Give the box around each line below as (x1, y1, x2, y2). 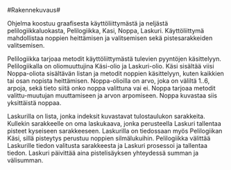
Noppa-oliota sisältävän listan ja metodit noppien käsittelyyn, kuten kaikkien (7, 69, 224, 77)
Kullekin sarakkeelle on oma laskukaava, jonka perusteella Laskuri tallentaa (7, 120, 222, 127)
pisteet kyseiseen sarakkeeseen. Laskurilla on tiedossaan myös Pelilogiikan (7, 127, 223, 135)
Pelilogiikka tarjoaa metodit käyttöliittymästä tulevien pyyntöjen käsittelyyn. (7, 55, 222, 63)
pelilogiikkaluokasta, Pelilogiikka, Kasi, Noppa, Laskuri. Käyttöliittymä (7, 27, 205, 35)
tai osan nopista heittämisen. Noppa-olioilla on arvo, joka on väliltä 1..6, (7, 77, 210, 85)
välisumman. (7, 156, 44, 164)
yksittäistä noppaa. (7, 99, 62, 106)
